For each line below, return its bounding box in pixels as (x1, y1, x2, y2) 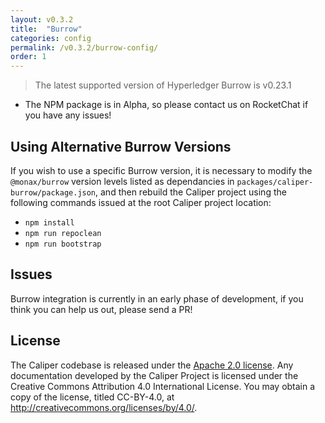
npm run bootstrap (24, 239, 102, 249)
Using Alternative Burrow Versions (10, 138, 232, 155)
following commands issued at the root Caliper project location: (10, 196, 272, 208)
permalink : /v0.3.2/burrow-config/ (10, 42, 159, 53)
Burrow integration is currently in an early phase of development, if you (10, 292, 304, 305)
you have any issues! (24, 109, 112, 121)
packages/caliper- (236, 177, 314, 187)
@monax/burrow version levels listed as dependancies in (10, 175, 235, 187)
